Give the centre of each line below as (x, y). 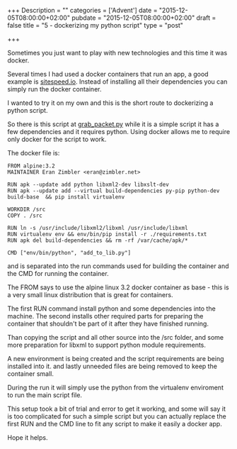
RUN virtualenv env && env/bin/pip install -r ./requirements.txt (107, 234)
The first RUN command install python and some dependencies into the (111, 309)
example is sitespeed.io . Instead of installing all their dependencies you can (117, 82)
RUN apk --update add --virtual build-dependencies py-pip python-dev (114, 191)
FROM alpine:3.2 (31, 166)
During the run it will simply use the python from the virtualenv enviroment (116, 387)
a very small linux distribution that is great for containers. (90, 295)
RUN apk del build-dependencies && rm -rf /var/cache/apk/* (98, 240)
